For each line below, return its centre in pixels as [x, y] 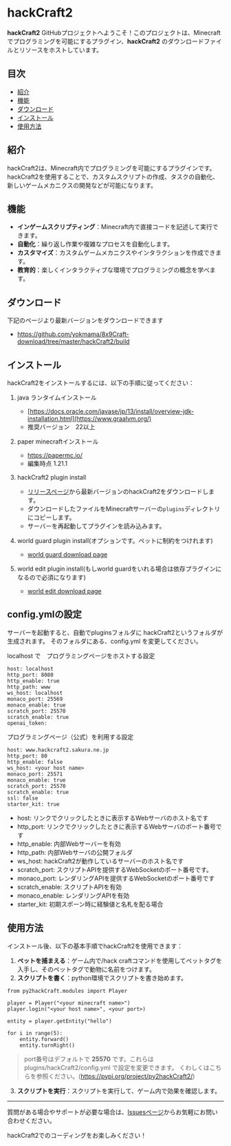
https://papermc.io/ [55, 455]
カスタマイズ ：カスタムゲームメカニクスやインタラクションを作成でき [116, 253]
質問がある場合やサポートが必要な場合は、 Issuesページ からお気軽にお [107, 1112]
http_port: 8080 [30, 675]
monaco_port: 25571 [35, 774]
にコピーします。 [51, 517]
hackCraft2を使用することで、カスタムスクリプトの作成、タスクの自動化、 [113, 177]
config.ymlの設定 [45, 614]
